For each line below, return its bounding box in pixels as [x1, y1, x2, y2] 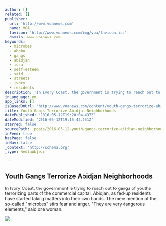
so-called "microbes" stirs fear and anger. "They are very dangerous [5, 201, 145, 207]
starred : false [5, 122, 37, 127]
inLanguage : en [5, 94, 37, 99]
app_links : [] [5, 99, 35, 104]
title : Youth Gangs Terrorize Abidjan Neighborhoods [5, 108, 116, 113]
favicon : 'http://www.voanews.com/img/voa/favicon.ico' [9, 30, 127, 35]
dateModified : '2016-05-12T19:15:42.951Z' [5, 117, 94, 122]
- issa [9, 62, 23, 67]
